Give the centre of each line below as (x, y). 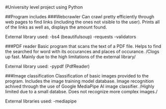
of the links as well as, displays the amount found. (56, 27)
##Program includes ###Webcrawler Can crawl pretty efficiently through (80, 17)
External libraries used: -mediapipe (41, 101)
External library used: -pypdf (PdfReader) (48, 66)
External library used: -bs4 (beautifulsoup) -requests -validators (71, 37)
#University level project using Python (44, 7)
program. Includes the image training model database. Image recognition (80, 81)
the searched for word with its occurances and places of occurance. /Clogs (82, 52)
